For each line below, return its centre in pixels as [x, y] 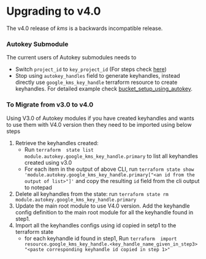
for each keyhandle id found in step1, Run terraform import [101, 238]
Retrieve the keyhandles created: [57, 143]
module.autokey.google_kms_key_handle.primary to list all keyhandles [111, 156]
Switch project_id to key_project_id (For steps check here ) [91, 69]
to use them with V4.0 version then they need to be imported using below [99, 124]
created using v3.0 [48, 162]
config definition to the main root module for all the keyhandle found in [104, 212]
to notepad [38, 187]
